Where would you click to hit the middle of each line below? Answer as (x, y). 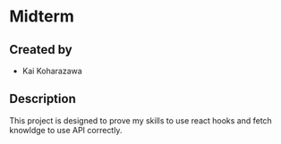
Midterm (42, 17)
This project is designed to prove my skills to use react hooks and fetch (141, 120)
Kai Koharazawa (52, 71)
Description (43, 99)
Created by (41, 50)
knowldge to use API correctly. (66, 130)
